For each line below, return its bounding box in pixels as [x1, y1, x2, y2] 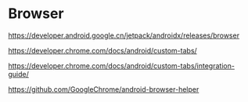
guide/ [8, 69, 30, 78]
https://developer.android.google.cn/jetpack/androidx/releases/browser [8, 31, 240, 40]
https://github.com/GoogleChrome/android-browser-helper [8, 84, 199, 94]
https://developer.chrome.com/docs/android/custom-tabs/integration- [8, 60, 235, 71]
